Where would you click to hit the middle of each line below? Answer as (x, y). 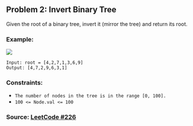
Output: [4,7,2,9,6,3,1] (37, 68)
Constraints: (25, 83)
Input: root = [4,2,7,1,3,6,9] (45, 63)
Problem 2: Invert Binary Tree (61, 10)
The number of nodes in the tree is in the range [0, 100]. (90, 96)
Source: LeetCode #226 (41, 117)
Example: (20, 39)
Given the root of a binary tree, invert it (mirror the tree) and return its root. (97, 24)
